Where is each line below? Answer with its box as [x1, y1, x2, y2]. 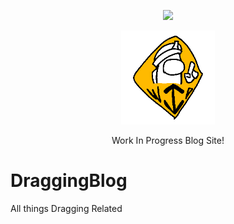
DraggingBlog [10, 170, 128, 192]
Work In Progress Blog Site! [111, 135, 225, 146]
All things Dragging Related [10, 202, 123, 214]
